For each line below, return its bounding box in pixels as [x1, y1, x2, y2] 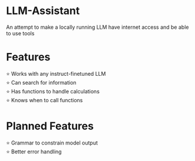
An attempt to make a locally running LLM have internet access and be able [6, 24, 189, 31]
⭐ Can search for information [6, 79, 77, 86]
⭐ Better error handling [6, 148, 62, 155]
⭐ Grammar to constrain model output [6, 139, 98, 146]
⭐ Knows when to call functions [6, 96, 83, 103]
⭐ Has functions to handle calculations [6, 88, 100, 95]
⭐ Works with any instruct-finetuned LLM [6, 70, 106, 77]
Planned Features [6, 119, 94, 133]
